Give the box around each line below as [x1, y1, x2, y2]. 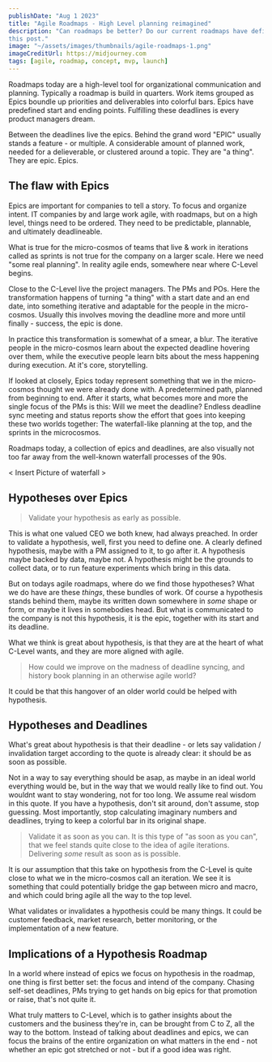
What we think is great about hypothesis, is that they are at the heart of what [8, 637, 264, 647]
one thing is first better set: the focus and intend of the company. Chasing [8, 978, 255, 987]
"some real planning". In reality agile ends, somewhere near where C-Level [8, 259, 258, 269]
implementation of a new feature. [8, 923, 119, 934]
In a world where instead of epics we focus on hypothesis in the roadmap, [8, 969, 255, 978]
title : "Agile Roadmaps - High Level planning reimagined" [8, 19, 212, 28]
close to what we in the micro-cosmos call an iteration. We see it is [8, 874, 232, 883]
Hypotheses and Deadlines [8, 718, 148, 732]
